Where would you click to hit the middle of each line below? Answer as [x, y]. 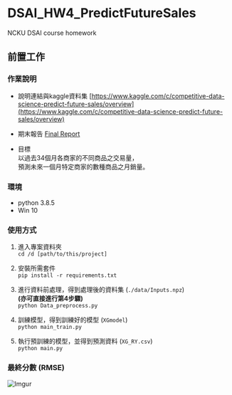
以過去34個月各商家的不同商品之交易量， [78, 157]
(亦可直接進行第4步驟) [50, 299]
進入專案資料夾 [39, 247]
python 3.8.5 [36, 202]
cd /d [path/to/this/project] [63, 254]
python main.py [40, 349]
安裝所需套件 [36, 268]
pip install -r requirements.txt [67, 275]
